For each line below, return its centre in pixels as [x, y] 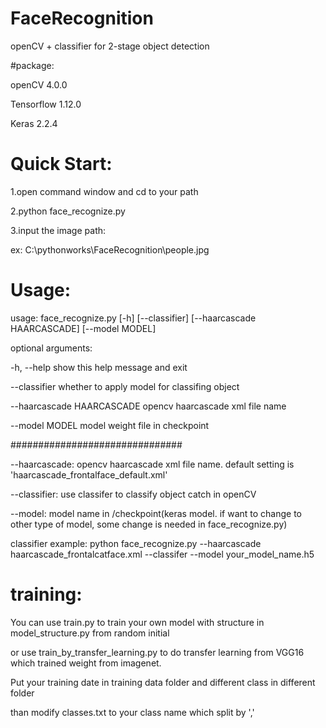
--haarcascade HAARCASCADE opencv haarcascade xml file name [148, 406]
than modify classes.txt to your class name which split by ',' [132, 712]
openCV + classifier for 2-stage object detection [110, 46]
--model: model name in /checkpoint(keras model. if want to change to [156, 513]
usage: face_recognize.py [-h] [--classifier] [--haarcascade [133, 318]
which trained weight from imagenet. [86, 663]
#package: [32, 65]
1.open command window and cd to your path [104, 191]
